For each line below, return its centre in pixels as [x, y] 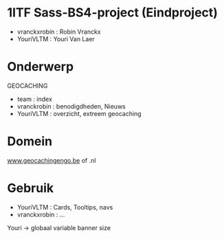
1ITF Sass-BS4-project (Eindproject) [113, 13]
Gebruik [31, 188]
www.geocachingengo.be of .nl [52, 160]
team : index [35, 99]
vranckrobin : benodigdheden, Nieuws [71, 106]
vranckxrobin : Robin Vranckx [59, 32]
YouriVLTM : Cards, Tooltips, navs [65, 207]
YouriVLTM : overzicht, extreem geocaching [79, 113]
